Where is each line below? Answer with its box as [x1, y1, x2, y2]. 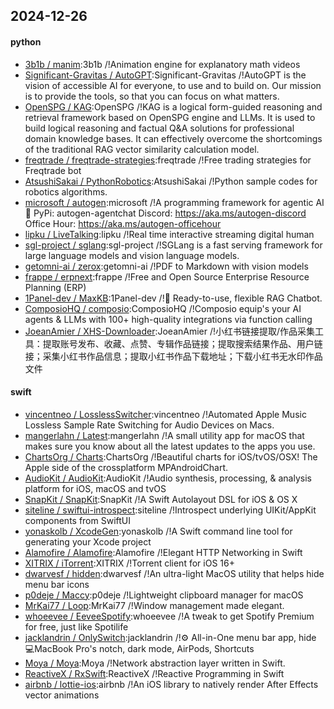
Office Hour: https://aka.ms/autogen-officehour [24, 217, 222, 229]
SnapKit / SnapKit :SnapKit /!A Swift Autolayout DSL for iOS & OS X [24, 493, 298, 505]
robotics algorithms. [24, 185, 108, 198]
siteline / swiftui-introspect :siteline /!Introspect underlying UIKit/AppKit [24, 504, 317, 516]
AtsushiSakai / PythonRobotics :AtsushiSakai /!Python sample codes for [24, 175, 318, 187]
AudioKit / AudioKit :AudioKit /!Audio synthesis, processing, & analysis [24, 472, 312, 484]
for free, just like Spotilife [24, 620, 129, 633]
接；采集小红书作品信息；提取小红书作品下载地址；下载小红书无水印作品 [24, 350, 323, 362]
